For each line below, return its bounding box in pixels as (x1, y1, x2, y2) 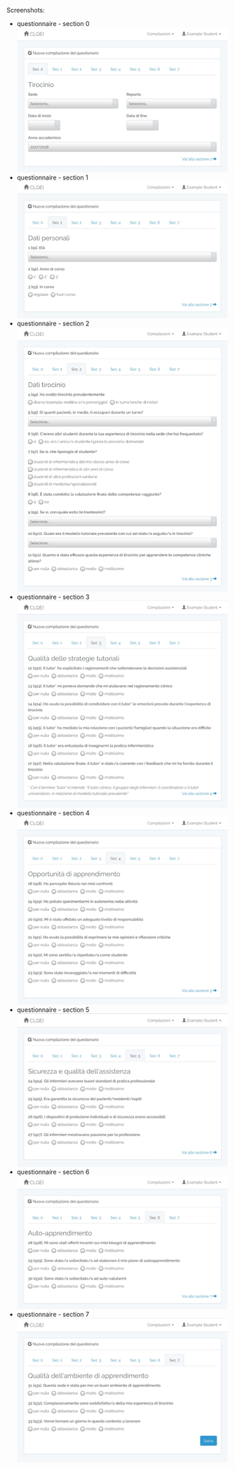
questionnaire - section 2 (16, 319, 90, 328)
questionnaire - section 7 (16, 1310, 89, 1318)
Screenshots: (6, 6, 45, 14)
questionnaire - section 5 (16, 1006, 90, 1014)
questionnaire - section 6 (16, 1167, 90, 1176)
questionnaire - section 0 (16, 20, 90, 27)
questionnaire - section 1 (16, 173, 88, 182)
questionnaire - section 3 (16, 593, 90, 602)
